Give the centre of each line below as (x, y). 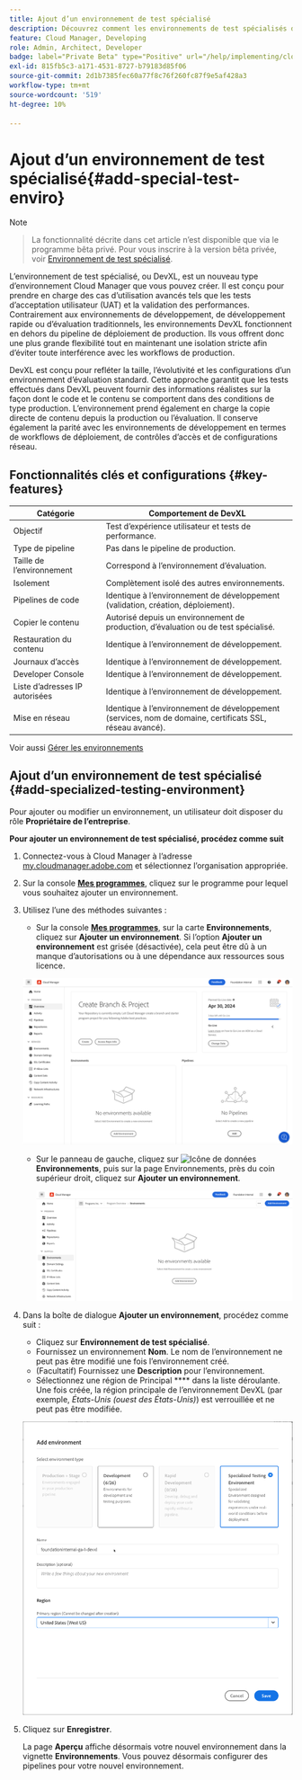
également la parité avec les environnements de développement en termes (148, 428)
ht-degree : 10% (38, 104)
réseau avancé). (136, 727)
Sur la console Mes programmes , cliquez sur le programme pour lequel (155, 883)
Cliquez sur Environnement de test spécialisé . (123, 1342)
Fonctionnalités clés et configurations (118, 475)
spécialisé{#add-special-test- (125, 178)
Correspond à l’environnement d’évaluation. (186, 565)
